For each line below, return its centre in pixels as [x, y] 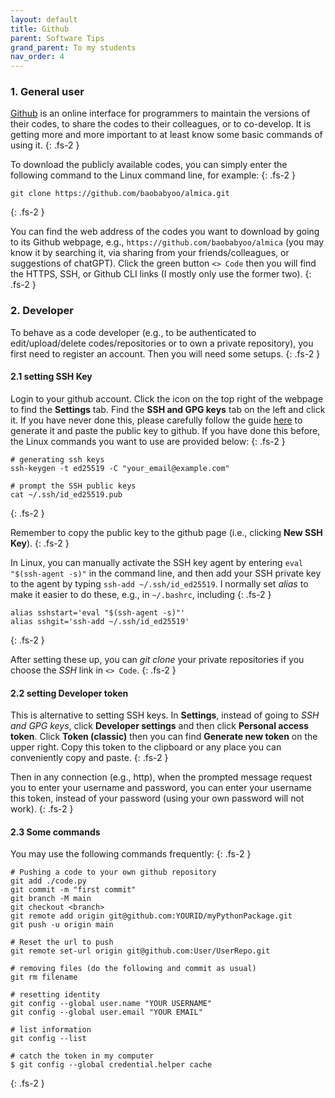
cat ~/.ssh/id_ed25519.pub [66, 494]
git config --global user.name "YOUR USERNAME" [111, 1004]
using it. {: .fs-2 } [45, 145]
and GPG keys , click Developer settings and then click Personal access [159, 726]
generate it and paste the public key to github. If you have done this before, [165, 430]
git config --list [48, 1039]
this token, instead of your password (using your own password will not [157, 798]
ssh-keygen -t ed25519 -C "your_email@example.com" [120, 468]
